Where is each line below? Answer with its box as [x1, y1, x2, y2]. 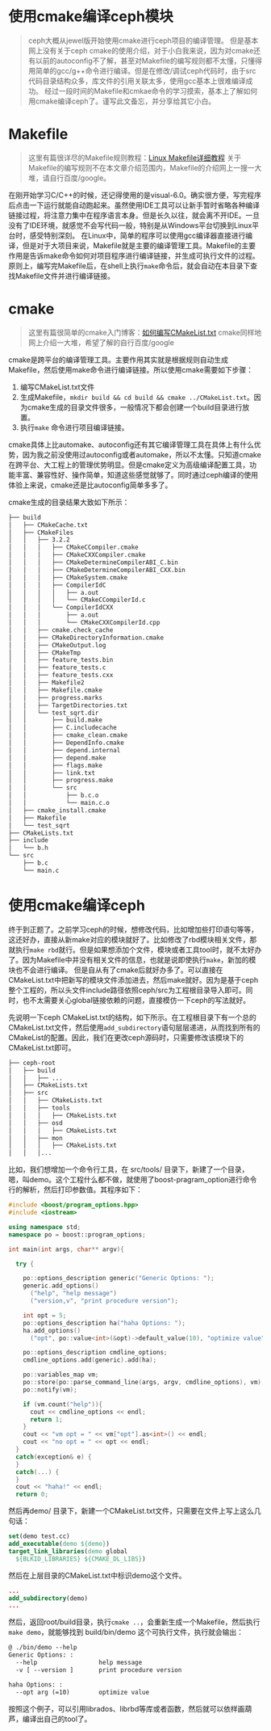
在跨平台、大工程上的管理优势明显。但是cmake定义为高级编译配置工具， [8, 460, 250, 470]
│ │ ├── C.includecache [8, 724, 117, 732]
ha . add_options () [23, 1326, 81, 1334]
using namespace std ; [8, 1223, 81, 1231]
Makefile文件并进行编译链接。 [15, 271, 115, 280]
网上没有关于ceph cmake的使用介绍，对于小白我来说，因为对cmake [27, 45, 254, 55]
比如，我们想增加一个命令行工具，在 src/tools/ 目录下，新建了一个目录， [8, 1165, 249, 1174]
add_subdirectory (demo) [8, 1594, 89, 1603]
